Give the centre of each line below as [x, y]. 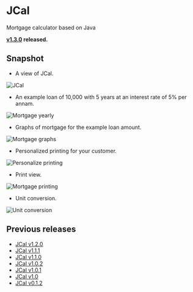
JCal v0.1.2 [29, 283]
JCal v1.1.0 [28, 257]
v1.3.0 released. [27, 39]
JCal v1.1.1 [27, 250]
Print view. [28, 174]
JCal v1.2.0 [29, 244]
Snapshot [25, 59]
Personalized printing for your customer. [66, 151]
